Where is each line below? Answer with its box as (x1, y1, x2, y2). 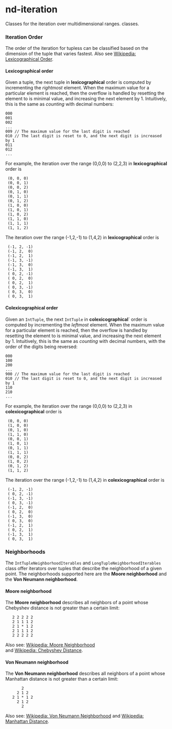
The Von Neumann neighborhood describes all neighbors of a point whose (5, 670, 165, 677)
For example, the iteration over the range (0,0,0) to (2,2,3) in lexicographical (5, 160, 167, 167)
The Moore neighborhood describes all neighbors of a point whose (5, 599, 149, 606)
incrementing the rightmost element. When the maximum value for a (5, 85, 150, 91)
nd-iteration (5, 4, 58, 15)
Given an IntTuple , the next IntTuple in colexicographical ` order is (5, 316, 147, 322)
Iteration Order (5, 33, 43, 41)
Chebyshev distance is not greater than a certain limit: (5, 605, 120, 611)
